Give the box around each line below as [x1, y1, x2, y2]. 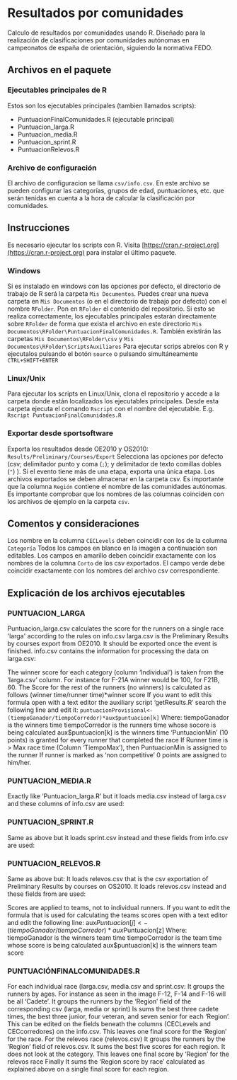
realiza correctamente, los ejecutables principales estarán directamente [7, 312, 217, 321]
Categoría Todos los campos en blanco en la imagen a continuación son [7, 544, 218, 553]
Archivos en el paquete [7, 64, 112, 76]
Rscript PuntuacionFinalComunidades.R [7, 412, 122, 419]
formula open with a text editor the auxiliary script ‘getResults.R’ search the [7, 699, 226, 707]
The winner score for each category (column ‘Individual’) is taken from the [7, 668, 224, 677]
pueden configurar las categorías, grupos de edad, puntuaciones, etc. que [7, 186, 224, 195]
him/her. [7, 759, 32, 767]
